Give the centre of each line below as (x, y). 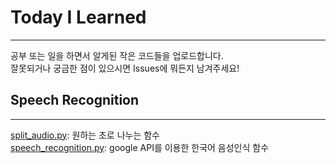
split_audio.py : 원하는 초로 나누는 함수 (85, 135)
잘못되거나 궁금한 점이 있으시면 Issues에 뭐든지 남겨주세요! (125, 68)
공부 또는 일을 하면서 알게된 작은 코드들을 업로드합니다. (117, 55)
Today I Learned (78, 17)
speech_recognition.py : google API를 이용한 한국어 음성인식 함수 (140, 147)
